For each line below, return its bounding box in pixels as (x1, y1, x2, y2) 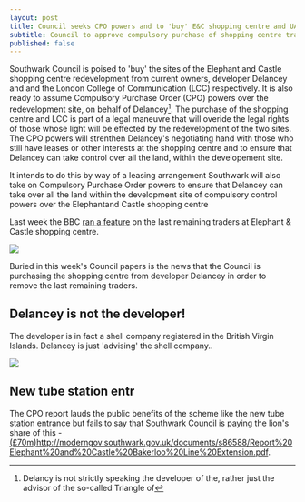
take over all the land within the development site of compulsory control (9, 188, 278, 200)
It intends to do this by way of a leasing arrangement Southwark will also (9, 169, 281, 180)
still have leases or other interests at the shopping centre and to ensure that (9, 142, 292, 153)
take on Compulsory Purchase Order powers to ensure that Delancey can (9, 179, 284, 190)
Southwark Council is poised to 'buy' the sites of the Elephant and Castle (9, 64, 282, 75)
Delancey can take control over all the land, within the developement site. (9, 152, 283, 163)
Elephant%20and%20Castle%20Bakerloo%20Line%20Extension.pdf (9, 447, 269, 457)
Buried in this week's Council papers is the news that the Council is (9, 260, 261, 271)
